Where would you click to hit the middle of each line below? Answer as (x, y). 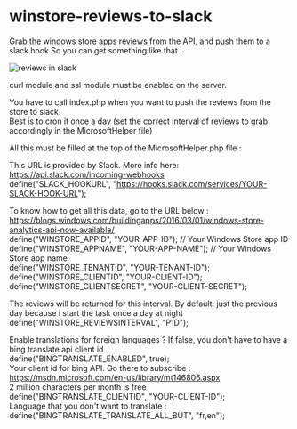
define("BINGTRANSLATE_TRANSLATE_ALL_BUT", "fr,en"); (117, 415)
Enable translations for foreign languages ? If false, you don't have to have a (148, 339)
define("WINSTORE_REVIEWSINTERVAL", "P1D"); (99, 322)
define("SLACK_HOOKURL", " (63, 183)
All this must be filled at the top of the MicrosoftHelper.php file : (125, 148)
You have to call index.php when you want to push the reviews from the (140, 102)
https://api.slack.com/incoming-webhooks (87, 174)
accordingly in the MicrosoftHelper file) (81, 130)
